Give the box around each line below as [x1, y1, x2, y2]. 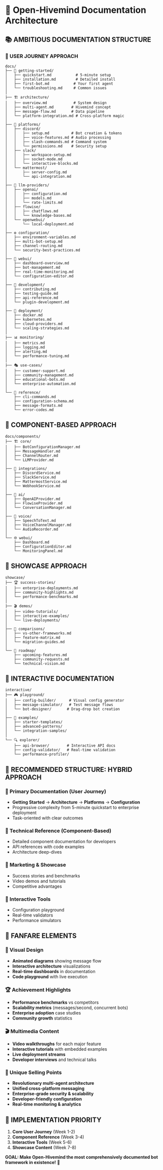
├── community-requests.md [14, 657, 69, 661]
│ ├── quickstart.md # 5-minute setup [5, 72, 111, 77]
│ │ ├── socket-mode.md [5, 156, 63, 161]
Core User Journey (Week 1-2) [12, 1129, 75, 1135]
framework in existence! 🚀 [5, 1160, 60, 1166]
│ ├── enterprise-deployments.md [5, 585, 78, 591]
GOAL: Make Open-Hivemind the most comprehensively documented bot [5, 1154, 159, 1160]
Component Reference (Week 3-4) [12, 1134, 85, 1140]
